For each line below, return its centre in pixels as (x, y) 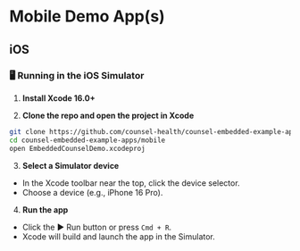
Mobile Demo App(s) (87, 17)
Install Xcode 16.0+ (58, 98)
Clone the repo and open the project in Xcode (108, 115)
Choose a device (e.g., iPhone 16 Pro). (92, 192)
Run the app (45, 209)
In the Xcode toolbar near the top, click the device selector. (131, 183)
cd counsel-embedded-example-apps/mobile (87, 140)
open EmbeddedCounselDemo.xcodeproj (77, 148)
